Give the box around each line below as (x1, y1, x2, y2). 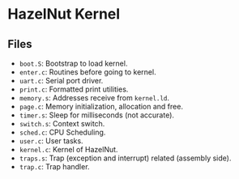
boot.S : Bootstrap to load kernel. (19, 58, 128, 68)
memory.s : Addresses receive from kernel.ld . (19, 93, 170, 102)
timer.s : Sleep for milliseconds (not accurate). (19, 110, 175, 120)
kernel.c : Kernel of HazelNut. (19, 145, 118, 154)
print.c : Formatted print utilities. (19, 84, 129, 94)
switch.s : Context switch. (19, 119, 105, 128)
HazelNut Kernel (7, 5, 121, 23)
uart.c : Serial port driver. (19, 76, 104, 85)
